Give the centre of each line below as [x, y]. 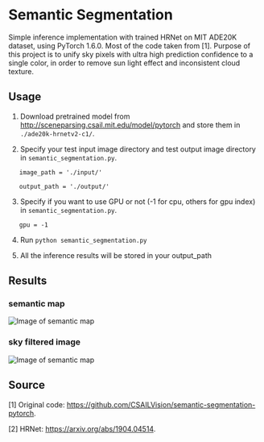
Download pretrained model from [75, 116]
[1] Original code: [37, 404]
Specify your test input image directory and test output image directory [138, 149]
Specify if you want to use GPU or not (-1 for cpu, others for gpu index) [138, 201]
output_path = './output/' [64, 186]
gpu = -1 [33, 225]
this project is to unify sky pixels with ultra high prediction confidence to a [131, 54]
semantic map [37, 304]
